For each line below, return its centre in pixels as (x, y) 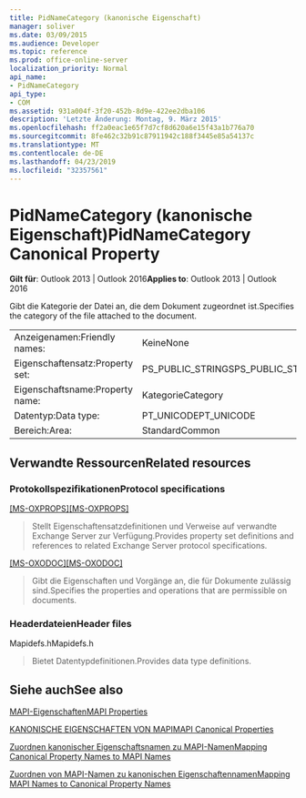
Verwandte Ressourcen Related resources (130, 463)
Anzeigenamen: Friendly (65, 338)
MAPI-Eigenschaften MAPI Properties (79, 712)
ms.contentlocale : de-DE (56, 153)
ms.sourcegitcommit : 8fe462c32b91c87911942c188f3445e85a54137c (132, 136)
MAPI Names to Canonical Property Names (90, 784)
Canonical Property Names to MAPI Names (90, 757)
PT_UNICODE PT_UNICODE (199, 416)
